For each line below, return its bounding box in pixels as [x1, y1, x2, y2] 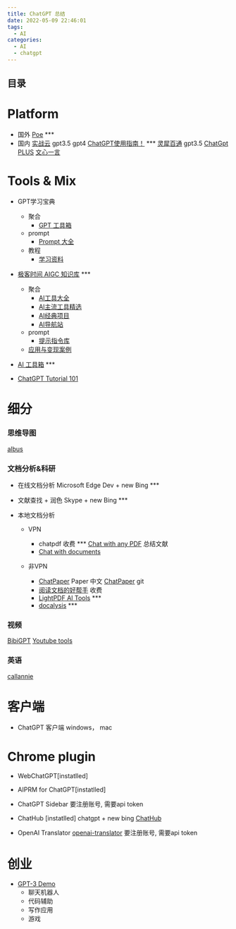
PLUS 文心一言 [17, 148, 61, 156]
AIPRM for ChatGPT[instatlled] [17, 785, 106, 794]
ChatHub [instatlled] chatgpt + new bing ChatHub [17, 814, 162, 823]
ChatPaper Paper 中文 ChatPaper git [38, 577, 144, 585]
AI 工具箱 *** [17, 360, 56, 369]
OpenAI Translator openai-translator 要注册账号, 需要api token [17, 829, 198, 837]
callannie [7, 672, 34, 680]
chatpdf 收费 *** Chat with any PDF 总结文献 [38, 539, 168, 548]
